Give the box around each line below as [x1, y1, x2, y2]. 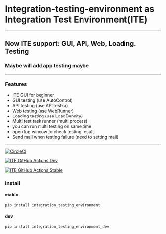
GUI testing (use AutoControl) [12, 97, 73, 103]
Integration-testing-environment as [5, 3, 155, 15]
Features [5, 80, 27, 87]
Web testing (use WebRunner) [12, 108, 74, 114]
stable [5, 192, 19, 198]
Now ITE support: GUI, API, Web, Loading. [5, 39, 136, 48]
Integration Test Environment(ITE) [5, 14, 148, 25]
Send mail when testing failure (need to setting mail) [12, 134, 119, 140]
